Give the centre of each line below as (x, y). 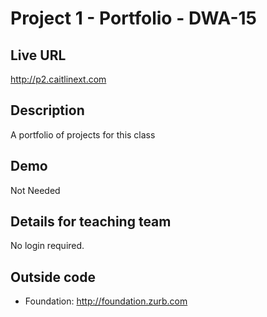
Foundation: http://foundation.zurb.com (106, 301)
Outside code (53, 277)
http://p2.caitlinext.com (58, 79)
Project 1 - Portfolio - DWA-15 (134, 18)
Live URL (38, 55)
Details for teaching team (91, 222)
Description (47, 110)
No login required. (47, 246)
